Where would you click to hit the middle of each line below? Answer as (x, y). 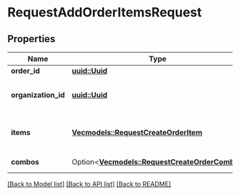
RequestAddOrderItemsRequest (105, 12)
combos (25, 162)
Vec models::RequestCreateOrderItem (137, 132)
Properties (31, 39)
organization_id (38, 95)
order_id (26, 71)
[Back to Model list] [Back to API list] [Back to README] (89, 184)
